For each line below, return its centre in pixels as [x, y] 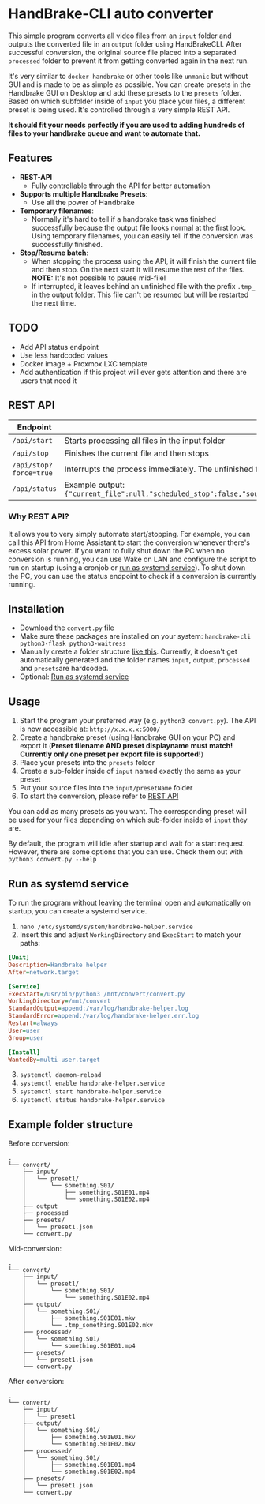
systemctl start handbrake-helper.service [90, 1092]
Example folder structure [71, 1125]
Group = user [26, 1038]
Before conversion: [39, 1144]
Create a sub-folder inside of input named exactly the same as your [130, 771]
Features [30, 158]
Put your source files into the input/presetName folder [106, 788]
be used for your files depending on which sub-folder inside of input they [128, 820]
